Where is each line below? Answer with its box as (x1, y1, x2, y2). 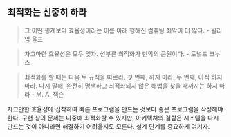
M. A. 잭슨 (35, 90, 64, 98)
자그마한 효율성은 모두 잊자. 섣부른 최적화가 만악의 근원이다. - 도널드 (24, 49, 208, 57)
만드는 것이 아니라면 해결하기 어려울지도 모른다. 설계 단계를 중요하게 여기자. (7, 122, 210, 130)
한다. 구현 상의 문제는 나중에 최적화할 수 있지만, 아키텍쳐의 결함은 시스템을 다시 (7, 113, 219, 122)
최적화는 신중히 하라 (7, 6, 87, 19)
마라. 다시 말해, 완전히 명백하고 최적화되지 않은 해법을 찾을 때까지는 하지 (24, 82, 218, 90)
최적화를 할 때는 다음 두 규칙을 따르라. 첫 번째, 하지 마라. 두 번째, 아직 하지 (24, 73, 223, 81)
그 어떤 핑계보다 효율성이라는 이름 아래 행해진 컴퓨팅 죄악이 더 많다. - (24, 26, 210, 35)
